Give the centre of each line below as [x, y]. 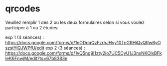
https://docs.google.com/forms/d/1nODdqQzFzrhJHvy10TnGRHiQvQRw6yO [83, 42]
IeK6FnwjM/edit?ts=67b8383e [36, 58]
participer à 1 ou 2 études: [32, 27]
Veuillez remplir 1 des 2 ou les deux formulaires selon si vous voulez [75, 22]
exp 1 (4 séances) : [25, 37]
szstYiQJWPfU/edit [25, 48]
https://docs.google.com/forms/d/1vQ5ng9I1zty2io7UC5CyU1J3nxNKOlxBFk [83, 53]
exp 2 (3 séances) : [65, 48]
